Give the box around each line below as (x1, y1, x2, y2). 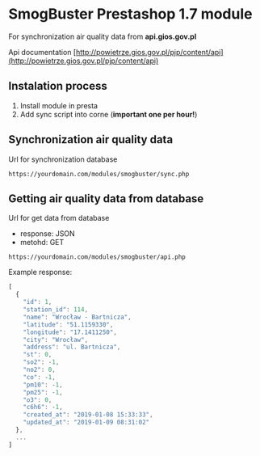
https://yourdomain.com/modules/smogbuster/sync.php (8, 170, 190, 178)
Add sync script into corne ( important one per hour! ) (19, 109, 198, 119)
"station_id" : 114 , (23, 306, 89, 314)
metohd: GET (19, 238, 65, 247)
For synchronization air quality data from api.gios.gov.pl (8, 32, 197, 41)
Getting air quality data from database (8, 192, 204, 205)
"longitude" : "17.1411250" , (23, 328, 117, 336)
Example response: (8, 268, 73, 277)
